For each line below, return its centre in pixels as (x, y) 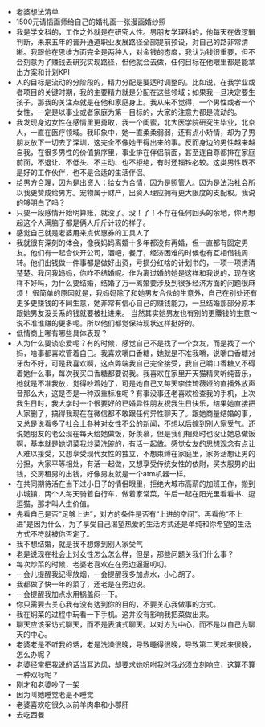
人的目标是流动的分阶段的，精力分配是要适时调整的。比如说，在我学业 (132, 82)
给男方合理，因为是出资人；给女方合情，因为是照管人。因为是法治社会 (132, 182)
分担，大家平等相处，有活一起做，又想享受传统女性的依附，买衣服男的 (132, 464)
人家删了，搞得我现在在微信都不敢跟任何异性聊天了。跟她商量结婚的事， (135, 413)
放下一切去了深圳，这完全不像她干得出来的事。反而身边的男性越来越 (143, 142)
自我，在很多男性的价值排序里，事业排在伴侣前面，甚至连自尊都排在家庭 (135, 152)
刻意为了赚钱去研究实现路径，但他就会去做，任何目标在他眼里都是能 (136, 62)
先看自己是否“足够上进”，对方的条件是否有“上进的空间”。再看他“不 (126, 514)
